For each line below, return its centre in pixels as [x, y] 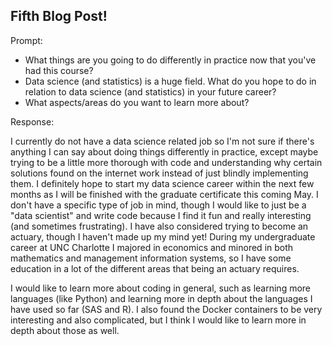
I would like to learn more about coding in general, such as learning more [161, 288]
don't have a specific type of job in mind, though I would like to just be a [158, 205]
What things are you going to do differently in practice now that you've [170, 60]
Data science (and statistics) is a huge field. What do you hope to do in [170, 81]
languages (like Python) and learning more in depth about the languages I [161, 298]
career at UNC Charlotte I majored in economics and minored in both [152, 247]
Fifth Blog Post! [59, 16]
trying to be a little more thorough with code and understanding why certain [166, 162]
